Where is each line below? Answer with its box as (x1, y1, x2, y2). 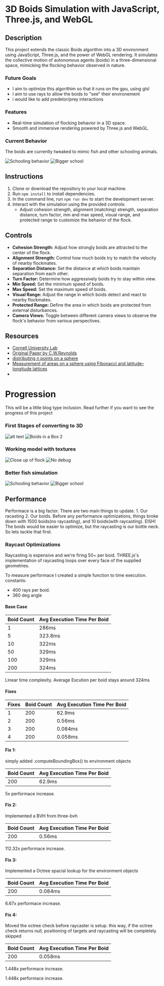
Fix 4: (5, 912, 17, 917)
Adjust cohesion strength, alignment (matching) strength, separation (19, 206, 159, 212)
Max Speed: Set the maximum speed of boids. (12, 286, 107, 292)
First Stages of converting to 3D (5, 423, 83, 429)
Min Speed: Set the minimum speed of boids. (12, 281, 105, 287)
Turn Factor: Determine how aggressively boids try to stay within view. (12, 276, 156, 282)
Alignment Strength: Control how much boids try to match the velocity (12, 255, 157, 261)
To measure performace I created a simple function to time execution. (5, 572, 147, 578)
